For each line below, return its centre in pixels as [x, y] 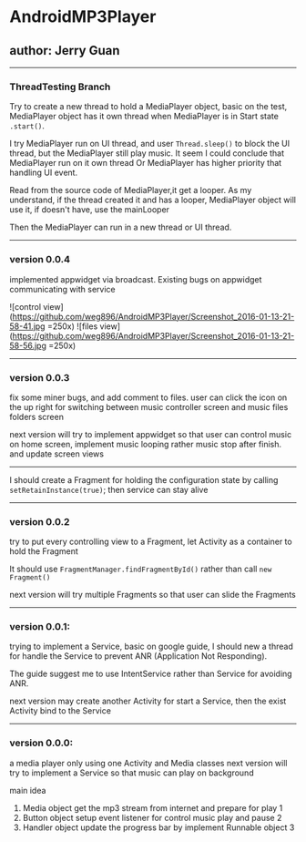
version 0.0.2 [40, 521]
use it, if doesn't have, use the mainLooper [90, 210]
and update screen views [57, 454]
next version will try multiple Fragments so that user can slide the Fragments [153, 595]
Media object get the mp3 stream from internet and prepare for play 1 [153, 807]
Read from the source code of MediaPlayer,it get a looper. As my [131, 190]
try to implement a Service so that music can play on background [132, 773]
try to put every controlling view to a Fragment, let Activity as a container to [151, 542]
